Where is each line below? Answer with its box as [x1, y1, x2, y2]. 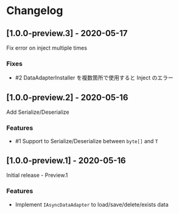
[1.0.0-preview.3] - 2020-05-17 [6, 28, 128, 39]
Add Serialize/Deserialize [6, 108, 70, 116]
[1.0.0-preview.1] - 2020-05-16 [6, 155, 126, 166]
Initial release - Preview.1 [6, 172, 68, 179]
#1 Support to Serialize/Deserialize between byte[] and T [15, 138, 158, 145]
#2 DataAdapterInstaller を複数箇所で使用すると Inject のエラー [15, 74, 174, 81]
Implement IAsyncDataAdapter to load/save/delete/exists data [15, 201, 169, 208]
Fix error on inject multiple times [6, 44, 87, 51]
